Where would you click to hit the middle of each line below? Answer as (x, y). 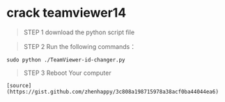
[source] (19, 85)
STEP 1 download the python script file (79, 32)
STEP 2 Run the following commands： (80, 46)
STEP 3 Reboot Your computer (68, 73)
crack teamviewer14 (67, 13)
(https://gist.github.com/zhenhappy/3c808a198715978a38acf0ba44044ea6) (113, 92)
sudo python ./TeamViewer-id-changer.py (66, 60)
